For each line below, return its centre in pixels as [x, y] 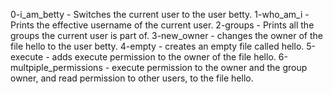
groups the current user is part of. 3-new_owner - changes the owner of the [166, 35]
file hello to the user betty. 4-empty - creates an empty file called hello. [157, 46]
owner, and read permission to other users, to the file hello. [132, 78]
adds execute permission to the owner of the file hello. [164, 57]
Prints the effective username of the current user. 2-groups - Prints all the [162, 25]
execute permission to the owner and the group [209, 67]
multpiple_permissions [56, 67]
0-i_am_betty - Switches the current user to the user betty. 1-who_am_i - [160, 14]
